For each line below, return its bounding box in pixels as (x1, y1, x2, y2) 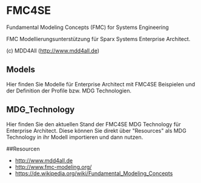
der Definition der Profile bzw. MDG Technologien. (6, 87, 132, 94)
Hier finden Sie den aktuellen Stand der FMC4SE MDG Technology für (6, 120, 181, 127)
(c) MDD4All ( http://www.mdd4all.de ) (6, 47, 100, 54)
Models (6, 65, 35, 75)
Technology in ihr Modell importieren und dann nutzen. (6, 133, 143, 141)
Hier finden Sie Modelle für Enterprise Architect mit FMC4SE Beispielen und (6, 80, 196, 88)
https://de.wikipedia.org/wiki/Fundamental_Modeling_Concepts (15, 170, 173, 177)
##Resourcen (6, 145, 41, 152)
